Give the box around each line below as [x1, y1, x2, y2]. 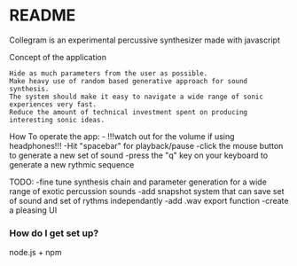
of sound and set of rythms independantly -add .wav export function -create [9, 195, 289, 206]
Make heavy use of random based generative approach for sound [9, 76, 248, 85]
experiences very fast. [9, 99, 98, 109]
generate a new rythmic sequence [9, 159, 135, 169]
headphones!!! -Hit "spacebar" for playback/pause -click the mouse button [9, 140, 284, 151]
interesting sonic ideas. [9, 115, 105, 124]
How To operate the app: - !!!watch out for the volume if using [9, 130, 235, 142]
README [9, 5, 76, 26]
